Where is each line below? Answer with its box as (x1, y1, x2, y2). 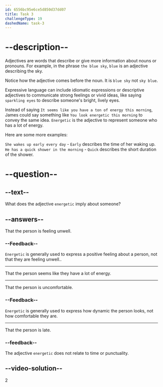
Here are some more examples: (5, 132, 68, 138)
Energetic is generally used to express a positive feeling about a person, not (5, 252, 158, 257)
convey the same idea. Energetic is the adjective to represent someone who (5, 117, 158, 123)
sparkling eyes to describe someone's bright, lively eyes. (5, 97, 120, 103)
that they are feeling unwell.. (5, 256, 62, 262)
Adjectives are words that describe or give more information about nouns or (5, 58, 157, 64)
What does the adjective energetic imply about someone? (5, 201, 121, 207)
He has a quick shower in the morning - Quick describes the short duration (5, 147, 157, 153)
